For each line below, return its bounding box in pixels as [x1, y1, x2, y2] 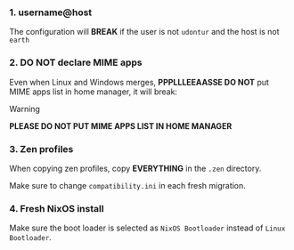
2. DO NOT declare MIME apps [9, 56, 143, 69]
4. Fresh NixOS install [9, 202, 104, 214]
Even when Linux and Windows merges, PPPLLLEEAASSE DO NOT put [9, 77, 270, 87]
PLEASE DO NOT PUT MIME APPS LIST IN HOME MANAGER [9, 120, 233, 131]
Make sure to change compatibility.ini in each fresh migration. [9, 180, 247, 190]
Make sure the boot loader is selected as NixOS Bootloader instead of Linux [9, 222, 286, 233]
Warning [9, 103, 40, 114]
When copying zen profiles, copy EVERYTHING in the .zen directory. [9, 163, 262, 173]
